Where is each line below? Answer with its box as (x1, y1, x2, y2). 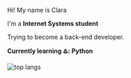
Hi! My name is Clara (7, 6, 68, 14)
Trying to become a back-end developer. (7, 33, 125, 41)
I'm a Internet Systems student (7, 19, 99, 27)
